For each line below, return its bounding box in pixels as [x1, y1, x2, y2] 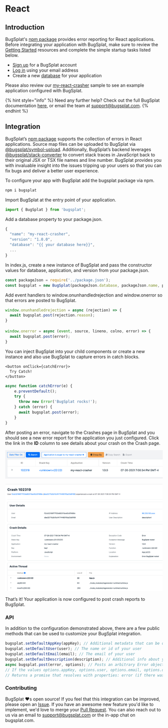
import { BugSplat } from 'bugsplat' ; [5, 207, 86, 212]
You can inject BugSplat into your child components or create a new [5, 348, 145, 354]
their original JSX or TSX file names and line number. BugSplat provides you [5, 157, 161, 163]
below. [5, 52, 19, 58]
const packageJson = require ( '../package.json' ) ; [5, 278, 111, 283]
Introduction [5, 23, 45, 32]
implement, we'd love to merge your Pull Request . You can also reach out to [5, 706, 161, 712]
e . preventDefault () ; [14, 389, 57, 394]
